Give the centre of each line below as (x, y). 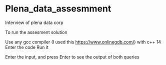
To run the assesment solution (36, 32)
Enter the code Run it (27, 47)
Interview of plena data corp (34, 22)
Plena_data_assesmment (58, 9)
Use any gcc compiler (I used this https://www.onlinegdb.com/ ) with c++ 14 (83, 42)
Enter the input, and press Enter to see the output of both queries (72, 57)
